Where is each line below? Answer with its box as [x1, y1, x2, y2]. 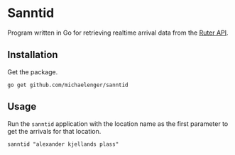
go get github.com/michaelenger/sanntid [7, 81, 129, 88]
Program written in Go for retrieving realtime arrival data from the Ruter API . [7, 28, 229, 37]
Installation [7, 49, 58, 61]
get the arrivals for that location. [7, 127, 102, 135]
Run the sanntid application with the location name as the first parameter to [7, 119, 229, 128]
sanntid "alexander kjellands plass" [7, 140, 119, 148]
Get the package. [7, 67, 58, 76]
